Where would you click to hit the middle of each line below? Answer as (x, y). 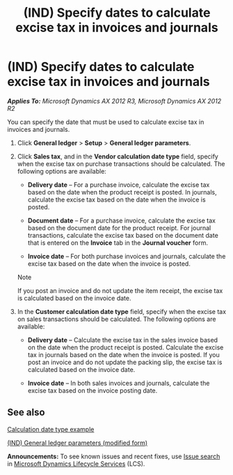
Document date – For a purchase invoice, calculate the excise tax (121, 220)
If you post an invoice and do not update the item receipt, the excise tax (120, 290)
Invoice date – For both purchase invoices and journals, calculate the (127, 256)
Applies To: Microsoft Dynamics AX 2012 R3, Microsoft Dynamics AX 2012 (114, 101)
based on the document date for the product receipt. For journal (119, 227)
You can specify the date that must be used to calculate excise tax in (106, 122)
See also (26, 413)
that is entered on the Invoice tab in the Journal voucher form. (118, 243)
